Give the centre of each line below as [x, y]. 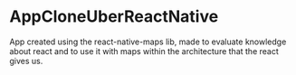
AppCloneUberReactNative [114, 17]
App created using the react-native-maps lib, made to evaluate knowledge [148, 42]
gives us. [26, 61]
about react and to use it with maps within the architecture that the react [144, 51]
